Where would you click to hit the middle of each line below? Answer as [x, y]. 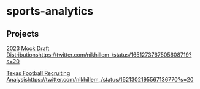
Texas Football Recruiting [38, 73]
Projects [23, 34]
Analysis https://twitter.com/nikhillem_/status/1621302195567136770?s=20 [100, 80]
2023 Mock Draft [28, 48]
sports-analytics [50, 11]
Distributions [22, 55]
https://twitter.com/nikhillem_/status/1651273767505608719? [115, 55]
